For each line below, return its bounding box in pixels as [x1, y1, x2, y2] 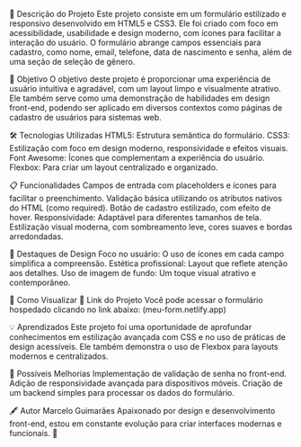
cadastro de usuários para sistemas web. [9, 112, 162, 122]
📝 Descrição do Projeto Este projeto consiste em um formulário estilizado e [9, 9, 287, 19]
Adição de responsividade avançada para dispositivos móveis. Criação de [9, 378, 283, 389]
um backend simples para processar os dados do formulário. [9, 388, 235, 398]
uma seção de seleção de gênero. [9, 57, 136, 67]
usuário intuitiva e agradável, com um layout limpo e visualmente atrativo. [9, 84, 281, 94]
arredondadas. [9, 231, 65, 242]
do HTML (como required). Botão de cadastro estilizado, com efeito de [9, 202, 271, 213]
